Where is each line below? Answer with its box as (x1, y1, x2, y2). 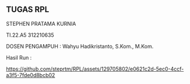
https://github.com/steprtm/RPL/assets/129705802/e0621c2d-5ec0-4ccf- (6, 65, 184, 72)
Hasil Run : (6, 54, 32, 61)
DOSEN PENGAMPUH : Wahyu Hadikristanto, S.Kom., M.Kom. (6, 43, 154, 50)
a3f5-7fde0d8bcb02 (6, 71, 55, 78)
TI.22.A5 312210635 (6, 32, 54, 38)
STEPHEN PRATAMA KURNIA (6, 20, 76, 27)
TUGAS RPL (6, 5, 50, 15)
